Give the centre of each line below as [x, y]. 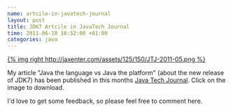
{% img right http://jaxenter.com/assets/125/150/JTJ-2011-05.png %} [106, 59]
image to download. [36, 88]
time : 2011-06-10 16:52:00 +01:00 [58, 33]
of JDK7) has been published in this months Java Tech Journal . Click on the [116, 80]
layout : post [26, 20]
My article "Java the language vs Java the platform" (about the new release [116, 73]
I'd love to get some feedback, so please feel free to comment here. [105, 101]
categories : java [33, 40]
